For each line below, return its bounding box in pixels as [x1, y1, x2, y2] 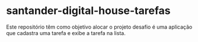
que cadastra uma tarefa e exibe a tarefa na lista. [6, 29, 126, 36]
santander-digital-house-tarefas [6, 4, 171, 17]
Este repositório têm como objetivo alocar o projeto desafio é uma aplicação [6, 23, 193, 30]
